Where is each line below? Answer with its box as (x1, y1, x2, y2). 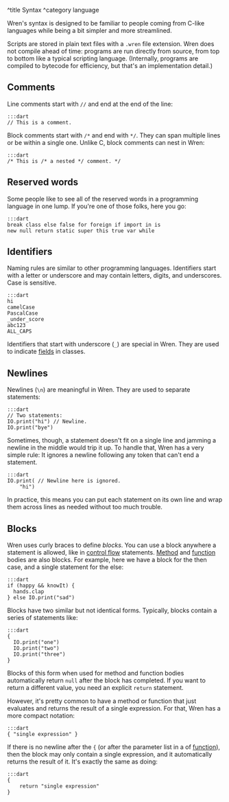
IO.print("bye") (7, 424, 53, 432)
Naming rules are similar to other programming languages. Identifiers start (7, 264, 217, 272)
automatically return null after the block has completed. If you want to (7, 676, 206, 684)
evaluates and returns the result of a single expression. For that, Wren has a (7, 704, 221, 713)
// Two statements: (7, 412, 63, 419)
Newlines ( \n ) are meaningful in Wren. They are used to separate (7, 386, 191, 394)
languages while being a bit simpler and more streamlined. (7, 27, 173, 34)
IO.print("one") (13, 639, 60, 646)
